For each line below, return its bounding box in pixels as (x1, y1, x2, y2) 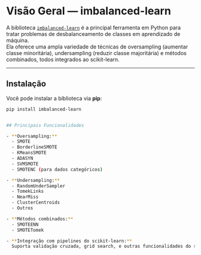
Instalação (6, 79, 47, 89)
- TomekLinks (11, 189, 44, 195)
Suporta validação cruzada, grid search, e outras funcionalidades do (11, 244, 191, 250)
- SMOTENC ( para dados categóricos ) (11, 166, 103, 172)
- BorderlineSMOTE (11, 144, 58, 150)
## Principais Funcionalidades (6, 122, 84, 128)
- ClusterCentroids (11, 199, 60, 206)
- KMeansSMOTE (11, 150, 47, 156)
